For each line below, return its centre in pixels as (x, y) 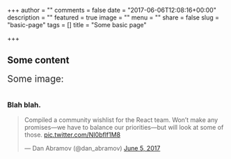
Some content (38, 60)
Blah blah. (24, 105)
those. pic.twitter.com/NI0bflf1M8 (72, 135)
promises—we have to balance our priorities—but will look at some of (124, 128)
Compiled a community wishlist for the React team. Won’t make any (121, 120)
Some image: (35, 78)
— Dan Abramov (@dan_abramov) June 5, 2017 (92, 149)
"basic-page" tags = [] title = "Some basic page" (77, 25)
